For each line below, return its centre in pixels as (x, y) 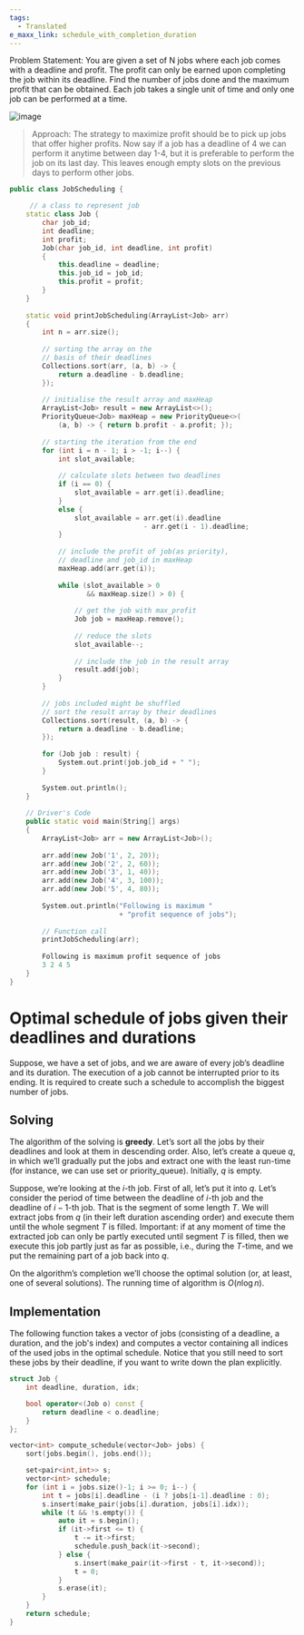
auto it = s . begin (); (99, 1521)
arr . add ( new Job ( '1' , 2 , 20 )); (101, 855)
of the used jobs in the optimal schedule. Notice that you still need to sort (146, 1353)
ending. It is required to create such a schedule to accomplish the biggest (147, 1082)
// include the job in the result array (152, 661)
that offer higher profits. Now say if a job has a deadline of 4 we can (159, 144)
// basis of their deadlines (97, 357)
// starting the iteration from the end (119, 442)
